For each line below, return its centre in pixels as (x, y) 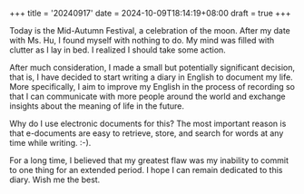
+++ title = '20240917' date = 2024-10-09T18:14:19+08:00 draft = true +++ (151, 13)
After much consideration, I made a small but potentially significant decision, (152, 68)
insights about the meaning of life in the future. (97, 106)
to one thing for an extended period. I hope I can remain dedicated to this (146, 170)
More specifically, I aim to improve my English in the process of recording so (152, 87)
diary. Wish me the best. (55, 179)
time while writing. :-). (50, 143)
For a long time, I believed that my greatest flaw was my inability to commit (149, 160)
